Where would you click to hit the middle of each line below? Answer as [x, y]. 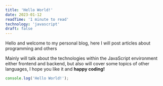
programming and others [31, 49]
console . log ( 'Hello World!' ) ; [37, 78]
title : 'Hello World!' [29, 10]
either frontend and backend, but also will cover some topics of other [77, 64]
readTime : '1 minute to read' [37, 19]
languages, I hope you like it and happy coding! [55, 69]
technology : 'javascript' [32, 24]
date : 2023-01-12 [24, 15]
